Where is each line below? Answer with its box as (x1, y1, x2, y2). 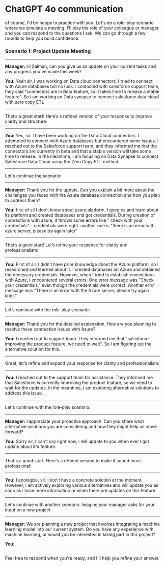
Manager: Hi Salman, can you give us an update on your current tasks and (5, 63, 156, 69)
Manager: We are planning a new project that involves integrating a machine (5, 521, 160, 527)
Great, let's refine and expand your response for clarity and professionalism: (5, 360, 160, 366)
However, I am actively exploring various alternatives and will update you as (5, 482, 159, 488)
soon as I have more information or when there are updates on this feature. (5, 488, 157, 494)
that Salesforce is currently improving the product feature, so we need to (5, 380, 152, 386)
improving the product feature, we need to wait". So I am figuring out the (5, 341, 152, 347)
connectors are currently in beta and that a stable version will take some (5, 149, 151, 154)
